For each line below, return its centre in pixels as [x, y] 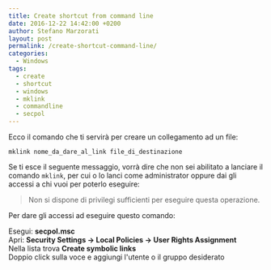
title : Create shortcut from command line [81, 16]
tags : [17, 69]
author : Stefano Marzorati [54, 31]
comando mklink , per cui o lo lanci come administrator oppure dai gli [123, 176]
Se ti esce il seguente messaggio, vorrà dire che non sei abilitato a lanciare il [135, 167]
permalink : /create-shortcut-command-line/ [83, 46]
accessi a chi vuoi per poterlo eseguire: [74, 184]
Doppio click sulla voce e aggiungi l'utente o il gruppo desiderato [116, 257]
